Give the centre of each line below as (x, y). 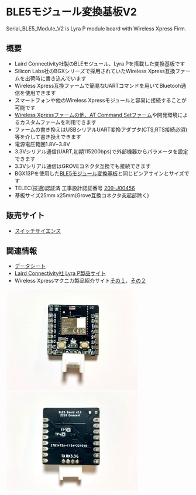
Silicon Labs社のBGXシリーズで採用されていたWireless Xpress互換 (95, 71)
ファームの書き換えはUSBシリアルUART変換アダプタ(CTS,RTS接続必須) (101, 129)
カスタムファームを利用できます (58, 122)
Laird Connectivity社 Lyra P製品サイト (60, 273)
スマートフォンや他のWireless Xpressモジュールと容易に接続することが (101, 100)
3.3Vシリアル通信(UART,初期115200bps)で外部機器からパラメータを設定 (101, 151)
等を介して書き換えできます (48, 137)
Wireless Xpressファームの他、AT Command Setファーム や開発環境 (96, 115)
